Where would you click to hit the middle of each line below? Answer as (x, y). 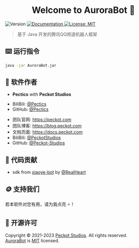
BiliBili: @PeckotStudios (36, 138)
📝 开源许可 (21, 223)
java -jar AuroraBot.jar (31, 65)
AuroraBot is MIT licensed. (32, 241)
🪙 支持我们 (22, 189)
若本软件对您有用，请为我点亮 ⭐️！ (40, 204)
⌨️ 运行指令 (22, 52)
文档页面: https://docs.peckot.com (47, 132)
